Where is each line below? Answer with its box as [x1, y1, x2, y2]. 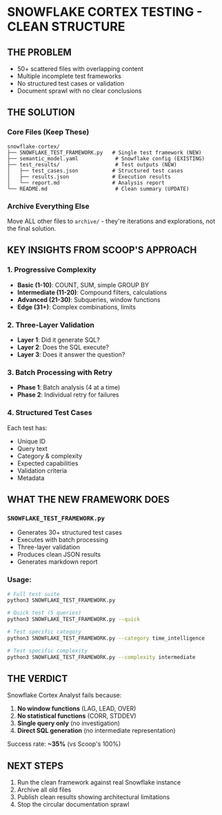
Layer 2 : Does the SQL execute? [17, 343, 109, 351]
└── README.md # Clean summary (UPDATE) [7, 185, 190, 192]
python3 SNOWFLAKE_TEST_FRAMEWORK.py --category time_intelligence [7, 635, 205, 642]
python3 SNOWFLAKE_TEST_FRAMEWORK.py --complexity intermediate [7, 653, 196, 660]
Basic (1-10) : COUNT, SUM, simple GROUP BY [17, 280, 150, 289]
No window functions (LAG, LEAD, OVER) [17, 704, 137, 713]
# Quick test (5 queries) [7, 609, 81, 617]
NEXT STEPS [7, 760, 64, 771]
